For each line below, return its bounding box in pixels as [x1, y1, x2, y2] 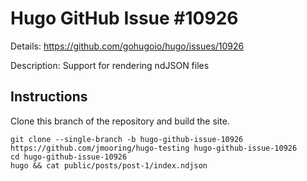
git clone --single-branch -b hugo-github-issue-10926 [10, 134, 244, 144]
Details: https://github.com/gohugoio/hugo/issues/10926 [10, 40, 245, 52]
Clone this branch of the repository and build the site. [10, 115, 230, 127]
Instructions [10, 88, 88, 106]
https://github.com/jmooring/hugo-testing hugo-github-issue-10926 [10, 143, 298, 153]
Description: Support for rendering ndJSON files [10, 59, 210, 71]
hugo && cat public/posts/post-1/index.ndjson [10, 160, 208, 171]
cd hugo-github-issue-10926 [10, 152, 128, 162]
